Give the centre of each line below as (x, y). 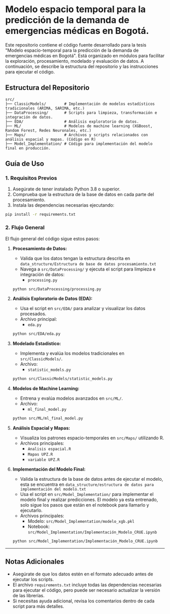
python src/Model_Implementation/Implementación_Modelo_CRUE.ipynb (85, 541)
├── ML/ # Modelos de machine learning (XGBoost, (79, 126)
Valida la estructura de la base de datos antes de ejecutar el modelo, (92, 479)
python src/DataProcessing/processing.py (57, 289)
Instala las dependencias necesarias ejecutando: (63, 205)
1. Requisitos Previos (31, 178)
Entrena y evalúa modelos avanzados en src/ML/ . (71, 398)
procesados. (33, 314)
